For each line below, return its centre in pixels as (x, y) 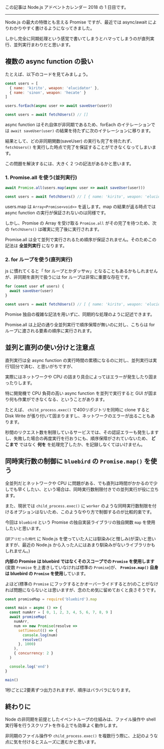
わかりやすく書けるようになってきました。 (52, 28)
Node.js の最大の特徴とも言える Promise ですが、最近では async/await (76, 22)
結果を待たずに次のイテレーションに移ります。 (107, 131)
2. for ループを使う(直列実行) (39, 260)
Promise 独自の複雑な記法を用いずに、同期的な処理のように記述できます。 (80, 314)
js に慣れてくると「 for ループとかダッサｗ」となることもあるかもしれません (82, 271)
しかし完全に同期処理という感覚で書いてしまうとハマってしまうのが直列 (78, 39)
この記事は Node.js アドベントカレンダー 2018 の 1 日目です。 (67, 7)
